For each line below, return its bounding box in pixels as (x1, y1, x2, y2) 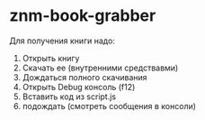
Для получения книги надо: (9, 35, 115, 46)
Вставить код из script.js (22, 91, 117, 102)
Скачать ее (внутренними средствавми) (22, 62, 179, 73)
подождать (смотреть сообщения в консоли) (22, 100, 196, 111)
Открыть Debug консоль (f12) (22, 81, 136, 92)
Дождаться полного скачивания (22, 71, 147, 82)
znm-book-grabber (9, 5, 156, 26)
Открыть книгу (22, 52, 80, 63)
